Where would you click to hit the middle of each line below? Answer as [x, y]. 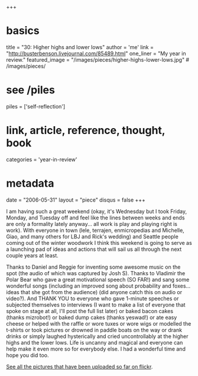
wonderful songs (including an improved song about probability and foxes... [98, 286]
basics [23, 31]
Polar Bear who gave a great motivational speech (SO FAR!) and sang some [98, 279]
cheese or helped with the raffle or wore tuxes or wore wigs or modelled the [99, 323]
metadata [30, 183]
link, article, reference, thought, [86, 130]
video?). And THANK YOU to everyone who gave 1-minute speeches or [92, 298]
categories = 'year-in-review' [42, 159]
